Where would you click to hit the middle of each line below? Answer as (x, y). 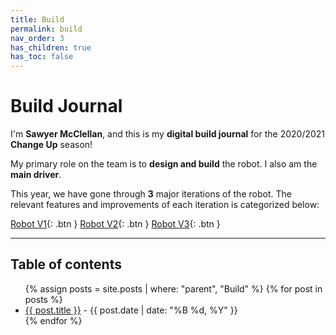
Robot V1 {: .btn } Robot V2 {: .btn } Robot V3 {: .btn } (115, 224)
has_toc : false (42, 57)
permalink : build (46, 29)
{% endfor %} (53, 320)
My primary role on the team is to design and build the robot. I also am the (164, 164)
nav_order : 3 (37, 38)
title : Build (37, 19)
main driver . (36, 175)
